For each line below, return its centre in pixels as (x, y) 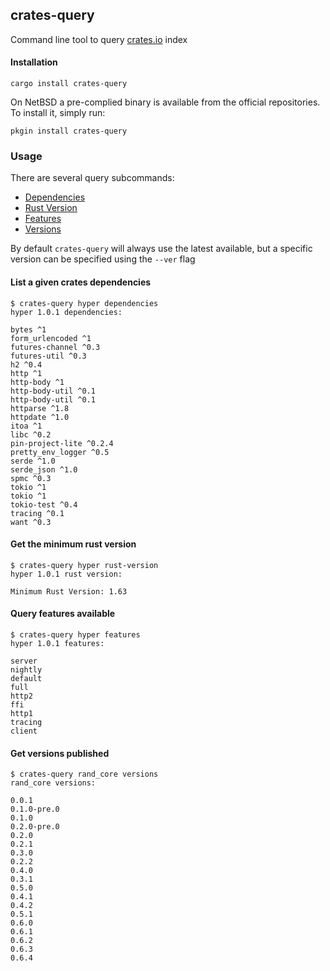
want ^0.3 (31, 522)
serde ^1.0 (33, 461)
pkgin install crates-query (69, 131)
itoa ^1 (26, 426)
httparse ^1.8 (40, 408)
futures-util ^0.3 (48, 356)
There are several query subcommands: (92, 178)
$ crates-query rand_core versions (84, 774)
